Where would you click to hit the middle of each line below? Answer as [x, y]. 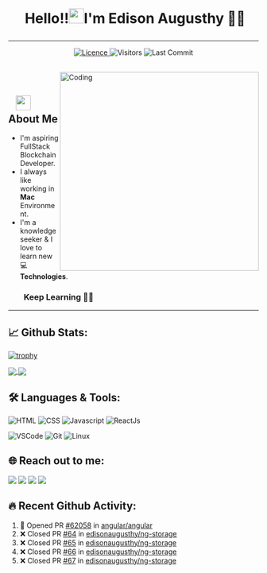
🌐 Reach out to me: [56, 461]
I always [33, 172]
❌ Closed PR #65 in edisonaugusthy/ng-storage [98, 542]
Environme [37, 205]
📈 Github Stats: [48, 333]
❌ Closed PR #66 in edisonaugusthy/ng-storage [98, 552]
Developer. [37, 163]
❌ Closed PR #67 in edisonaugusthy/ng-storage [98, 560]
